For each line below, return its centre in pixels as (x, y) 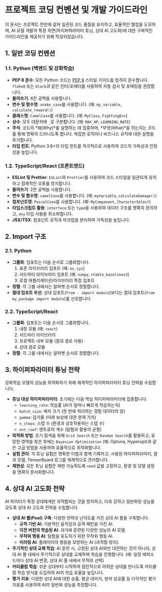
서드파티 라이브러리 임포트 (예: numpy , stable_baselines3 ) (74, 274)
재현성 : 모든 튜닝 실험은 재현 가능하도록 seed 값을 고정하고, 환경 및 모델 (79, 466)
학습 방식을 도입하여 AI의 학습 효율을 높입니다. (60, 573)
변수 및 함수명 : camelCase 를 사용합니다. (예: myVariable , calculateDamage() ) (84, 196)
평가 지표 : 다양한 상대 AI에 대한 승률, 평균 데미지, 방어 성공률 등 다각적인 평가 (84, 578)
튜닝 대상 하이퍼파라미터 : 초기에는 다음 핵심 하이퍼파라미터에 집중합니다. (80, 399)
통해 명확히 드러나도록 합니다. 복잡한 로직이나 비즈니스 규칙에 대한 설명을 (86, 134)
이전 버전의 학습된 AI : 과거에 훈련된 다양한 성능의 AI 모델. (73, 530)
